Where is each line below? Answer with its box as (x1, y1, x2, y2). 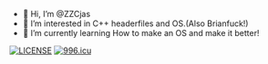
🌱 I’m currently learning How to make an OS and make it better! (22, 28, 260, 38)
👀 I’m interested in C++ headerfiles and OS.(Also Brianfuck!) (22, 18, 249, 29)
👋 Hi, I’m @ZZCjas (22, 9, 91, 19)
